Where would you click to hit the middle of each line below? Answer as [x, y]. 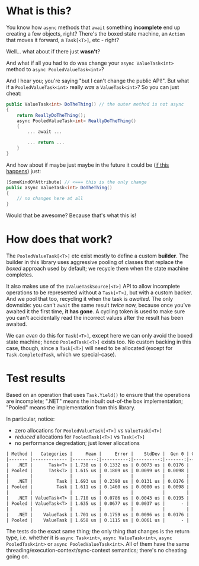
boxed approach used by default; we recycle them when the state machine [97, 269]
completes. [20, 275]
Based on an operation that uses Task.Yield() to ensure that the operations [98, 395]
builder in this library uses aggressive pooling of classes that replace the [95, 262]
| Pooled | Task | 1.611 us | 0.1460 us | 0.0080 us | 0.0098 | [98, 487]
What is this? [39, 11]
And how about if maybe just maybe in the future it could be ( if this [88, 165]
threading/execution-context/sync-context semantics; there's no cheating [97, 551]
